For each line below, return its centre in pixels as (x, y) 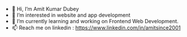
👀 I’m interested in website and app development (71, 15)
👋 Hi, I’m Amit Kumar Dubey (45, 9)
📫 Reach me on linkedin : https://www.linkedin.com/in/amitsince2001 (96, 28)
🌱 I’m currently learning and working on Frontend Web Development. (95, 21)
